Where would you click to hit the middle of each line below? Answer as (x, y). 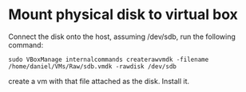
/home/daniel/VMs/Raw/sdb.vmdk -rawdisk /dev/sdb (93, 66)
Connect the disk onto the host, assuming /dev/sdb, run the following (122, 36)
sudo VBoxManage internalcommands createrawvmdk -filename (109, 59)
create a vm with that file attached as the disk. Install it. (99, 81)
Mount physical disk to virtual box (123, 15)
